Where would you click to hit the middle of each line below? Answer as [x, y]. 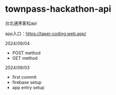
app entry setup [28, 87]
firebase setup [27, 82]
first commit [24, 77]
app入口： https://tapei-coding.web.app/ [46, 33]
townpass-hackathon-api [58, 9]
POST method [26, 53]
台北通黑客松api [21, 23]
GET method [25, 58]
